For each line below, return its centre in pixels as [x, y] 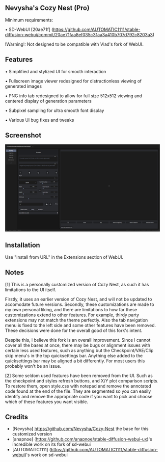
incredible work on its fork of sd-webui [51, 444]
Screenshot [23, 135]
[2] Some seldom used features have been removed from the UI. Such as [79, 376]
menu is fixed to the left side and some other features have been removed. [81, 325]
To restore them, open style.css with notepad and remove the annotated [78, 386]
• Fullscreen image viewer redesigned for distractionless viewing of [73, 81]
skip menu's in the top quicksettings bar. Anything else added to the [74, 355]
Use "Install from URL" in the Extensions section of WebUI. [64, 257]
